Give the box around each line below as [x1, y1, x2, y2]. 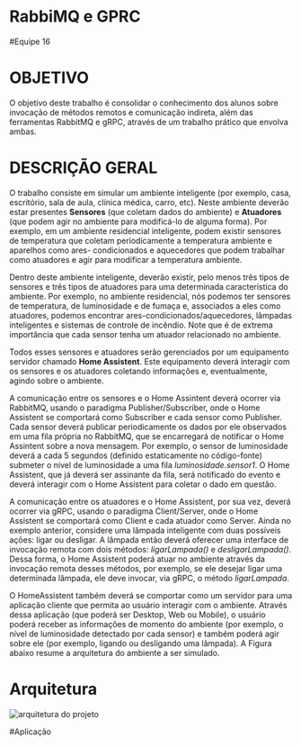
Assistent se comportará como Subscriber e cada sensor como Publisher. [9, 411, 282, 422]
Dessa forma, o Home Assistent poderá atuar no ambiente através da [9, 553, 265, 564]
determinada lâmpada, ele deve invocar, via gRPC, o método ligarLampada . [9, 572, 290, 583]
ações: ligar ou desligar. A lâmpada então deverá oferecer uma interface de [9, 534, 289, 545]
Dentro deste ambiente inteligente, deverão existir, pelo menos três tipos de [9, 272, 290, 283]
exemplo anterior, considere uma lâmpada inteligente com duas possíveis [9, 525, 281, 535]
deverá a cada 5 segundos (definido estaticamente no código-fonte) [9, 450, 263, 461]
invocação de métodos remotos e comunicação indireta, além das [9, 106, 253, 118]
